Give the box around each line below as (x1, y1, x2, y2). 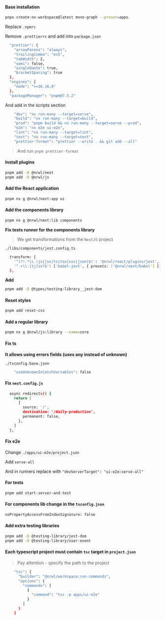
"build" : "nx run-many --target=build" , (14, 116, 98, 121)
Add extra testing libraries (5, 522, 60, 529)
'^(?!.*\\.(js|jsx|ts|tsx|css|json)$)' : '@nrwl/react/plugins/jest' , (14, 259, 160, 264)
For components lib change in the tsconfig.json (5, 501, 105, 507)
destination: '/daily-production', (23, 409, 96, 415)
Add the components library (5, 207, 64, 213)
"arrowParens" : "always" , (14, 47, 67, 52)
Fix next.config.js (5, 380, 43, 386)
